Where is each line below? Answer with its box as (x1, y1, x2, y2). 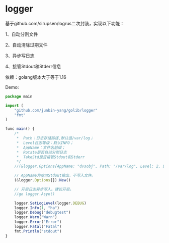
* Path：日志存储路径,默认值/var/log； (16, 136, 94, 141)
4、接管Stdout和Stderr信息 (5, 63, 61, 69)
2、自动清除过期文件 (5, 41, 48, 48)
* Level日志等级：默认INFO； (16, 140, 74, 145)
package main (5, 94, 33, 99)
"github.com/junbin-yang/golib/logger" (14, 108, 98, 113)
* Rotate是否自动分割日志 (16, 150, 67, 155)
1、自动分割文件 (5, 31, 38, 37)
